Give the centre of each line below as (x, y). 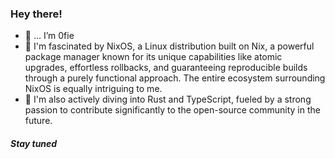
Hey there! (36, 14)
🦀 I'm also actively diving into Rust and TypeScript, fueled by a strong (168, 99)
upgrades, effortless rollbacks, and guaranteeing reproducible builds (166, 68)
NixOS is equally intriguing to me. (93, 89)
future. (38, 121)
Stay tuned (34, 143)
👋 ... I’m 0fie (49, 36)
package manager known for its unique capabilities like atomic (153, 57)
